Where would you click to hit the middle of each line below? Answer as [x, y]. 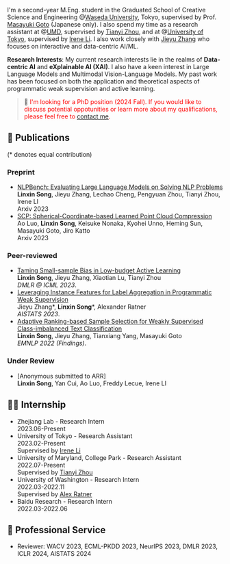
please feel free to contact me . [67, 116]
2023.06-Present [41, 428]
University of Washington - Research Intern [78, 479]
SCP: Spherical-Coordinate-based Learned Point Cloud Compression [114, 216]
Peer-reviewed [32, 256]
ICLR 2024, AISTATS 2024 [54, 554]
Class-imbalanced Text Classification [69, 329]
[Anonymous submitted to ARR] [61, 376]
